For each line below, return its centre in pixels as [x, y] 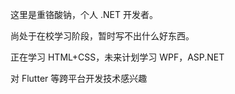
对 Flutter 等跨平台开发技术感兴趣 [79, 78]
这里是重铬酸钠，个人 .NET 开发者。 [84, 14]
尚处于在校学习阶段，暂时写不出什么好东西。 [102, 36]
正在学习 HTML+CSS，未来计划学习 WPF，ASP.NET [117, 57]
